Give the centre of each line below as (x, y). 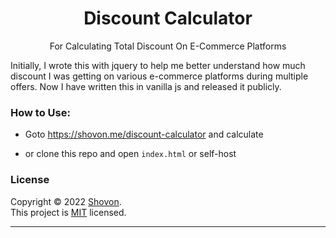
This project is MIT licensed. (68, 212)
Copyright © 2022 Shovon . (66, 201)
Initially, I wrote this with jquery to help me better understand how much (158, 65)
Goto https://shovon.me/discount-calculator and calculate (144, 134)
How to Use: (40, 112)
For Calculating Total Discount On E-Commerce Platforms (168, 46)
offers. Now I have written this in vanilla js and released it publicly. (146, 86)
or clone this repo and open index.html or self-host (130, 154)
